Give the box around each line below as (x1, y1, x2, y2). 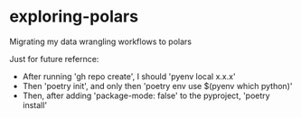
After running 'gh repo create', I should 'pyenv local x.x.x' (22, 70, 237, 82)
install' (22, 99, 48, 110)
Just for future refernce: (9, 53, 99, 64)
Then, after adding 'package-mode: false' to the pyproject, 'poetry (22, 90, 270, 101)
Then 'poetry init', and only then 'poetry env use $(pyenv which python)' (22, 80, 293, 91)
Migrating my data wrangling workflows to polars (9, 36, 193, 47)
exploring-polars (9, 6, 138, 27)
